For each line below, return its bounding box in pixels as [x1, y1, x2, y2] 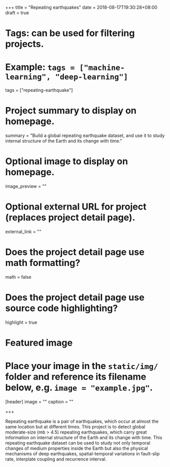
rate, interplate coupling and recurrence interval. [5, 456, 107, 462]
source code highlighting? [5, 303, 118, 314]
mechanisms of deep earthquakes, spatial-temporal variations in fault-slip [5, 450, 160, 456]
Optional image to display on [5, 156, 128, 167]
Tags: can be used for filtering [5, 27, 135, 39]
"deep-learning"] [55, 72, 128, 82]
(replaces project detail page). [5, 212, 135, 223]
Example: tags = [5, 61, 75, 73]
